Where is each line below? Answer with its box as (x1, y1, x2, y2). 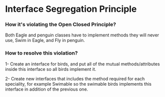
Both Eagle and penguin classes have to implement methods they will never (5, 32, 160, 38)
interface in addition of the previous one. (5, 86, 88, 92)
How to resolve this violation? (5, 50, 78, 57)
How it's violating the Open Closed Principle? (5, 21, 116, 28)
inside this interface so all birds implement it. (5, 66, 97, 72)
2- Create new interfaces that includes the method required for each (5, 75, 145, 82)
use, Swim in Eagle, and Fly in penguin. (5, 37, 85, 43)
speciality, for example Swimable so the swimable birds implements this (5, 81, 152, 87)
